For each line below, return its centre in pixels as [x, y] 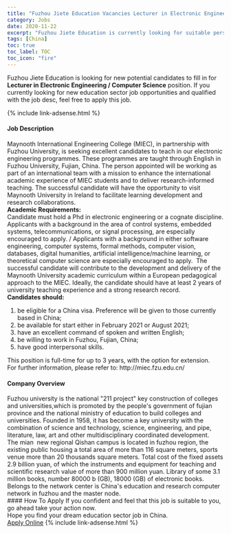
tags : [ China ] [27, 39]
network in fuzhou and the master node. [64, 494]
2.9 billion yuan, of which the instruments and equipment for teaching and [112, 464]
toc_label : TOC [29, 52]
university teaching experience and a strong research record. [94, 290]
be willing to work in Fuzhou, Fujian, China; [78, 339]
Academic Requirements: [44, 209]
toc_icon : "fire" [32, 58]
